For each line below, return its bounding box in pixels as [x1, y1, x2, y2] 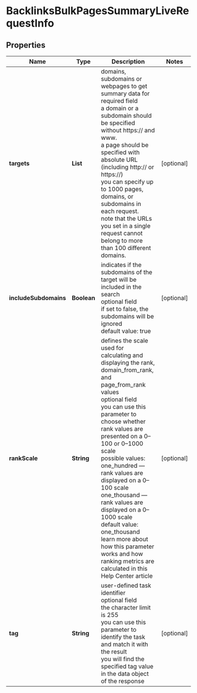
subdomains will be [100, 312, 154, 320]
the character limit [100, 604, 151, 611]
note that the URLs [100, 215, 152, 222]
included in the [100, 283, 142, 291]
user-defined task [100, 581, 151, 589]
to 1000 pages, [100, 185, 144, 193]
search [100, 290, 120, 298]
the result [100, 648, 127, 655]
